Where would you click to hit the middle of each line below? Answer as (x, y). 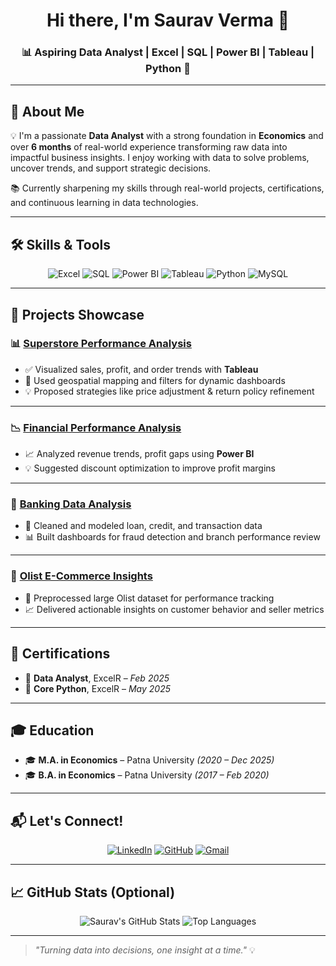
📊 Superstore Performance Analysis (101, 344)
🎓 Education (52, 730)
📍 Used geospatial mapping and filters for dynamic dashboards (155, 380)
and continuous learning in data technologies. (104, 203)
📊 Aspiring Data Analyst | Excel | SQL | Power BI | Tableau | (168, 52)
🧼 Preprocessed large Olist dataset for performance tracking (149, 598)
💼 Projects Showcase (77, 314)
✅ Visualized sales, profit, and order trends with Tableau (141, 369)
